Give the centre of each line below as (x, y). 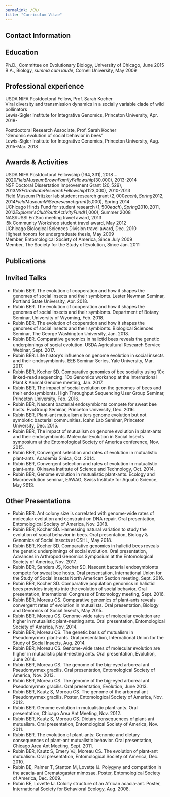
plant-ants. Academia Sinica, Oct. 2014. (54, 458)
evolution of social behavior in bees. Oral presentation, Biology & (80, 535)
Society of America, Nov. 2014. (45, 627)
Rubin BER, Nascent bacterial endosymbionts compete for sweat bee (85, 404)
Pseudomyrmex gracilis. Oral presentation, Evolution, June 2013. (80, 686)
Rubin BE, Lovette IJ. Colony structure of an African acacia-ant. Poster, (87, 784)
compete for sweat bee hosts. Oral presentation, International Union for (87, 573)
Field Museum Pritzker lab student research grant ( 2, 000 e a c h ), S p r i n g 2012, (84, 196)
